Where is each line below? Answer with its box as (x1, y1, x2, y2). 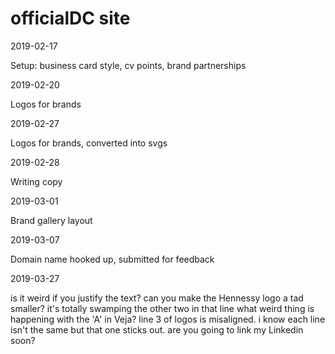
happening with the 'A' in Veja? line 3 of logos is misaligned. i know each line (10, 313, 326, 325)
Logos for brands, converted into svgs (10, 137, 168, 149)
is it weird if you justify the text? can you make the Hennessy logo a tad (10, 292, 304, 304)
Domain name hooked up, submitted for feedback (10, 253, 215, 265)
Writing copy (10, 175, 63, 187)
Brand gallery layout (10, 214, 93, 226)
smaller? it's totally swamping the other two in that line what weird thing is (10, 302, 315, 314)
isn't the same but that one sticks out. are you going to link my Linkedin (10, 323, 304, 336)
